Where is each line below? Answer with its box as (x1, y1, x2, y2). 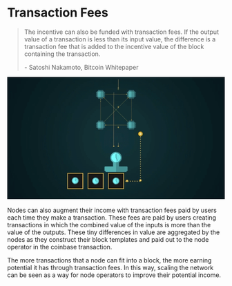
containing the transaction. (23, 50, 101, 58)
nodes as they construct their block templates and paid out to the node (7, 236, 209, 244)
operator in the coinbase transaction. (7, 243, 113, 251)
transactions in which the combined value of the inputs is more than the (7, 221, 211, 229)
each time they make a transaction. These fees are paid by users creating (7, 213, 216, 222)
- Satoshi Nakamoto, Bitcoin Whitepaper (23, 63, 139, 71)
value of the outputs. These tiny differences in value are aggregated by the (7, 228, 220, 236)
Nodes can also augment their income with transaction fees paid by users (7, 206, 217, 215)
